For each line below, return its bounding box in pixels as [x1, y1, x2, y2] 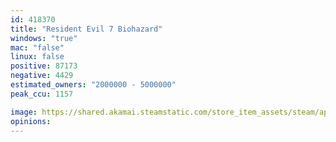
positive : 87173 [10, 61, 78, 71]
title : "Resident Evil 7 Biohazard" [10, 24, 163, 34]
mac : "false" [10, 42, 65, 53]
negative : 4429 [10, 71, 74, 81]
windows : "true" [10, 33, 78, 43]
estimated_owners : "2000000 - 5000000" [10, 80, 177, 90]
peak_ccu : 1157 [10, 89, 74, 99]
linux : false [10, 52, 65, 62]
